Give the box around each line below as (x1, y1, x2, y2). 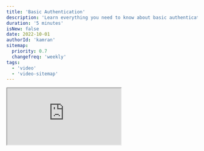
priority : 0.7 (12, 48, 47, 54)
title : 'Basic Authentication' (6, 8, 86, 15)
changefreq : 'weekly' (12, 54, 67, 60)
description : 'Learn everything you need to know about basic (6, 14, 167, 21)
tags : (6, 59, 20, 65)
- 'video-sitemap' (12, 71, 59, 77)
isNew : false (6, 25, 39, 32)
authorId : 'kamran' (6, 37, 56, 43)
